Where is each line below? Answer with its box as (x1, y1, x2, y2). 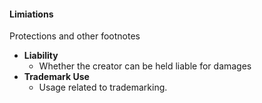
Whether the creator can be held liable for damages (38, 60, 252, 72)
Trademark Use (23, 71, 90, 83)
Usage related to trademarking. (38, 81, 168, 94)
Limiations (9, 8, 54, 20)
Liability (23, 50, 59, 62)
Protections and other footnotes (9, 30, 141, 42)
